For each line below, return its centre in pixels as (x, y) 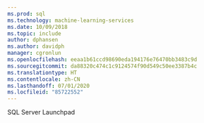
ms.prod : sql (26, 14)
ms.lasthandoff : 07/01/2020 (49, 86)
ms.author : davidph (36, 46)
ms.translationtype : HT (42, 72)
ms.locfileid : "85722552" (45, 92)
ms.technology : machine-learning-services (71, 20)
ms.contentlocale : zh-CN (44, 79)
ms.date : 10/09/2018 (38, 27)
